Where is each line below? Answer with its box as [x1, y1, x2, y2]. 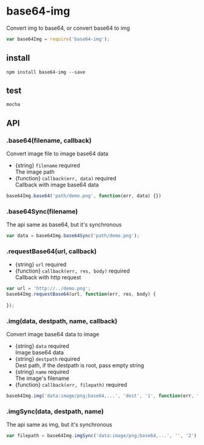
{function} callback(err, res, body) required [15, 267, 131, 274]
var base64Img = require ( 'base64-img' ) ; [6, 36, 110, 42]
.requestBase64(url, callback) [6, 247, 97, 256]
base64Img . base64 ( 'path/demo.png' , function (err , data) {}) [6, 193, 162, 199]
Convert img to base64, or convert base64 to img [6, 24, 131, 32]
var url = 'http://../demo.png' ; [6, 285, 91, 292]
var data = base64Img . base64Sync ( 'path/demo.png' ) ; [6, 233, 140, 239]
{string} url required [15, 261, 67, 268]
